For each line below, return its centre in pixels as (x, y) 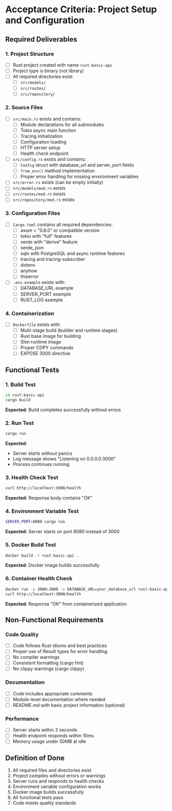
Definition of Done (35, 758)
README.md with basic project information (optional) (69, 705)
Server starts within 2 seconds (45, 730)
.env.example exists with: (39, 282)
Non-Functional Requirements (55, 620)
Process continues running (41, 464)
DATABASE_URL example (47, 288)
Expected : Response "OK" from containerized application (66, 604)
